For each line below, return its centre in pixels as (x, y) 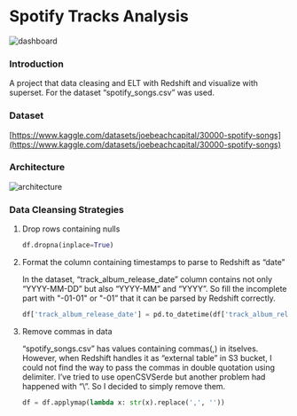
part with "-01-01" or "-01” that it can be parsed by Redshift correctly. (149, 298)
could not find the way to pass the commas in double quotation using (148, 367)
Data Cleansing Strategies (66, 209)
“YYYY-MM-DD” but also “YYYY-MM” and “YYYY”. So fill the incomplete (154, 289)
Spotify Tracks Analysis (99, 16)
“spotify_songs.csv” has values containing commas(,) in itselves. (140, 349)
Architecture (37, 168)
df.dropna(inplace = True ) (68, 246)
